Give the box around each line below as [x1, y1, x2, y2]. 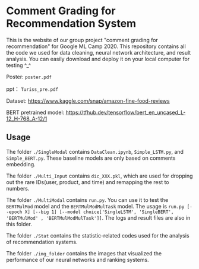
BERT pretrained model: [6, 109, 65, 116]
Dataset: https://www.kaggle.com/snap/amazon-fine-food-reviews [6, 97, 170, 105]
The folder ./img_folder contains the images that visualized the [6, 249, 162, 257]
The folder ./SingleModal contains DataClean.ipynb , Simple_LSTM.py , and [6, 148, 184, 155]
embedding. [6, 160, 36, 167]
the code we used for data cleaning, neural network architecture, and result [6, 49, 191, 56]
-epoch [6, 209, 23, 215]
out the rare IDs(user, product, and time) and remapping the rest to [6, 178, 169, 185]
